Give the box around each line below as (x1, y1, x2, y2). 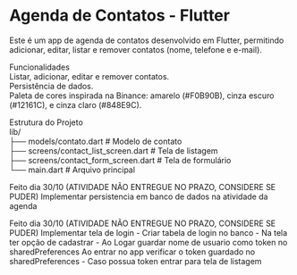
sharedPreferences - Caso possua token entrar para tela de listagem (9, 255, 262, 266)
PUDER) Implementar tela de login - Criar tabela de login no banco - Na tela (9, 227, 288, 237)
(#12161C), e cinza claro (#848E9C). (9, 99, 142, 110)
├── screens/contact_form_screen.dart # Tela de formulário (9, 154, 232, 165)
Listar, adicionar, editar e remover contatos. (9, 71, 170, 81)
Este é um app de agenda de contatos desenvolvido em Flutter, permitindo (9, 35, 284, 46)
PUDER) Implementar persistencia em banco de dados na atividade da (9, 191, 268, 202)
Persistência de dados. (9, 80, 94, 91)
